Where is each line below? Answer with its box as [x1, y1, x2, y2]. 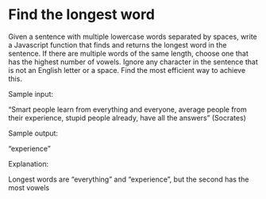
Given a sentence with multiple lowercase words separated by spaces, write [8, 32, 257, 41]
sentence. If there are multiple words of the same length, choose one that [8, 48, 249, 58]
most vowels [8, 182, 50, 192]
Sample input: [8, 89, 54, 98]
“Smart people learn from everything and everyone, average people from [8, 105, 248, 114]
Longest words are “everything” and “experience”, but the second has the [8, 174, 249, 184]
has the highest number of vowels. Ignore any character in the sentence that [8, 57, 258, 67]
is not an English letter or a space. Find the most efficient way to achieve [8, 65, 246, 75]
